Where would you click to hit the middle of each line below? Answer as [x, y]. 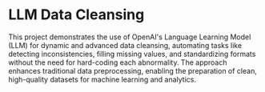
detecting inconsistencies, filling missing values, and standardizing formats [132, 54]
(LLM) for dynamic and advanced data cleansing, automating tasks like [125, 45]
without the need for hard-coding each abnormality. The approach [118, 62]
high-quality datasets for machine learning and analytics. [102, 79]
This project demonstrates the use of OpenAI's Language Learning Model [130, 37]
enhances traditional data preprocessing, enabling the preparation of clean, [133, 70]
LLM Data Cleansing [76, 15]
